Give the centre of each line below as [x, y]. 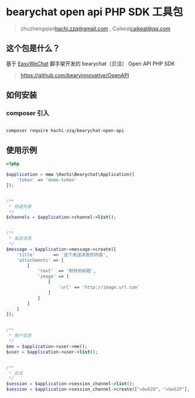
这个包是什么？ [33, 48]
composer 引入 [28, 113]
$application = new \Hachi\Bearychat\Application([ [70, 175]
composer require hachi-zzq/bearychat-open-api [65, 131]
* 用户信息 [20, 336]
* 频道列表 [20, 206]
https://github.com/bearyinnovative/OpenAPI [75, 75]
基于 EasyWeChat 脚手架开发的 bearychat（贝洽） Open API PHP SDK [90, 63]
